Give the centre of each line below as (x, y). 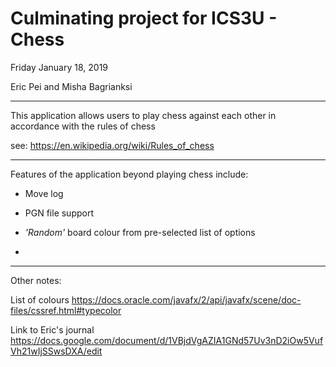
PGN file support (59, 213)
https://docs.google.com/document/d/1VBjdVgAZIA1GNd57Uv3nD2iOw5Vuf (167, 340)
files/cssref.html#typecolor (66, 310)
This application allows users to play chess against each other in (143, 115)
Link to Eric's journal (52, 329)
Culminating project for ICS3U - (144, 18)
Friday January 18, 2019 (59, 67)
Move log (44, 193)
